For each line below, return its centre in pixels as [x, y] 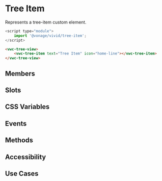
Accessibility [26, 157]
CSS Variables [27, 107]
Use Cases [22, 173]
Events [16, 123]
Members [20, 73]
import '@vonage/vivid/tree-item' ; [50, 36]
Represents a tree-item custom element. [46, 22]
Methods [19, 140]
